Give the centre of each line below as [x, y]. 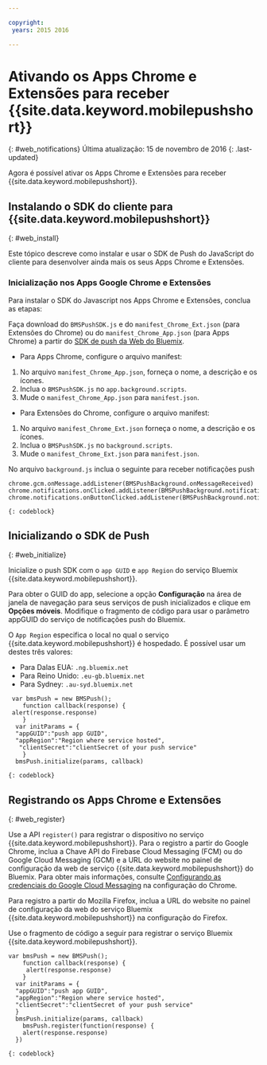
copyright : [26, 22]
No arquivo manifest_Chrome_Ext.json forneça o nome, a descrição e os [137, 428]
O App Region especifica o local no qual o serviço [89, 635]
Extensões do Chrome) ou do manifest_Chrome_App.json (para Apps [119, 332]
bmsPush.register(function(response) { [89, 1026]
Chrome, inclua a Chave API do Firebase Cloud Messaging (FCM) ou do [126, 852]
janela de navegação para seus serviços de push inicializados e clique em [130, 603]
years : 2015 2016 [40, 30]
